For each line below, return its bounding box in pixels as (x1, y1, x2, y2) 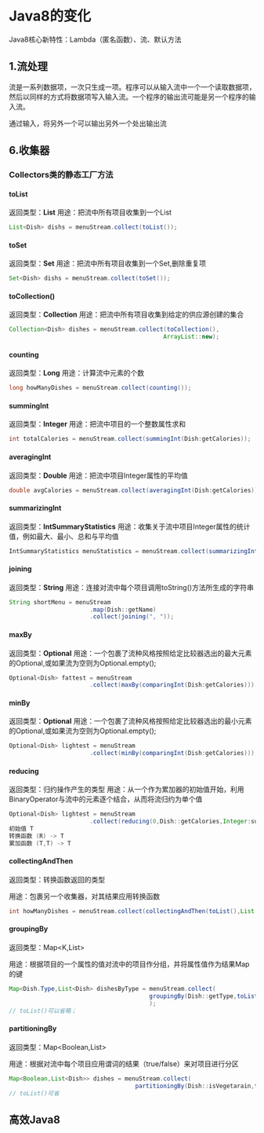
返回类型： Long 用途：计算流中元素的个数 (9, 368, 145, 378)
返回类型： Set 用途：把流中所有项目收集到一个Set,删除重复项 (9, 258, 207, 268)
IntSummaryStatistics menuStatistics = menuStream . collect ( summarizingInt (9, 547, 259, 555)
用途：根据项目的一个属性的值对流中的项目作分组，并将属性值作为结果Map (9, 959, 250, 969)
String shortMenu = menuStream (9, 598, 111, 606)
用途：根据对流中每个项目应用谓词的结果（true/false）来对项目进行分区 (9, 1058, 240, 1069)
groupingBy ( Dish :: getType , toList (149, 992, 259, 1000)
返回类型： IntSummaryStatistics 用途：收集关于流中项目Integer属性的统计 (9, 522, 251, 531)
